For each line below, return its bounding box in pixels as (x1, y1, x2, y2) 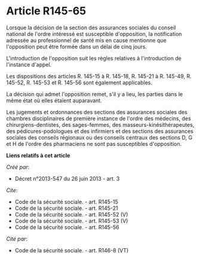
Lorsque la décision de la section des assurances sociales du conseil (6, 24, 176, 31)
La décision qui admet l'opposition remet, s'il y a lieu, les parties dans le (6, 90, 183, 97)
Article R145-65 (6, 4, 87, 18)
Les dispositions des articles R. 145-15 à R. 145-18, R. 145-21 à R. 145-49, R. (6, 72, 192, 80)
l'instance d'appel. (6, 61, 52, 68)
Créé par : (6, 163, 30, 170)
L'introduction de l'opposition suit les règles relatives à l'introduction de (6, 54, 182, 62)
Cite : (6, 187, 18, 194)
